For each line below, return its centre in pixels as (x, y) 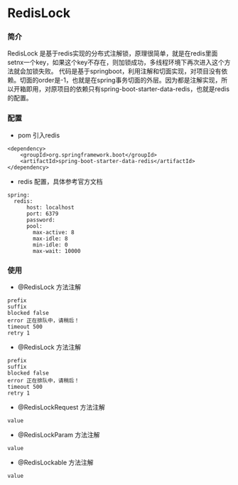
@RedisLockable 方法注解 (55, 463)
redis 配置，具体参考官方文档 (60, 181)
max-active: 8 (54, 232)
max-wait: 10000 (57, 251)
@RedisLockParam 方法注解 (59, 435)
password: (40, 220)
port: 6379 (42, 214)
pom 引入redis (39, 135)
